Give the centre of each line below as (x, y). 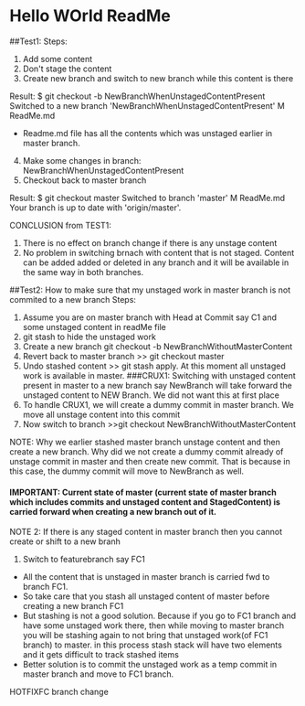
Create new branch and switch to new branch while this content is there (158, 78)
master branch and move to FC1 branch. (98, 674)
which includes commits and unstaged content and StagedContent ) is (145, 502)
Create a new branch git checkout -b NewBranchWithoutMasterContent (158, 346)
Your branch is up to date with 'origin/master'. (95, 208)
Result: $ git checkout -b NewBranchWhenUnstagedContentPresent (137, 96)
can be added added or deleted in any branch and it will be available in (156, 262)
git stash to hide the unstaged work (89, 337)
